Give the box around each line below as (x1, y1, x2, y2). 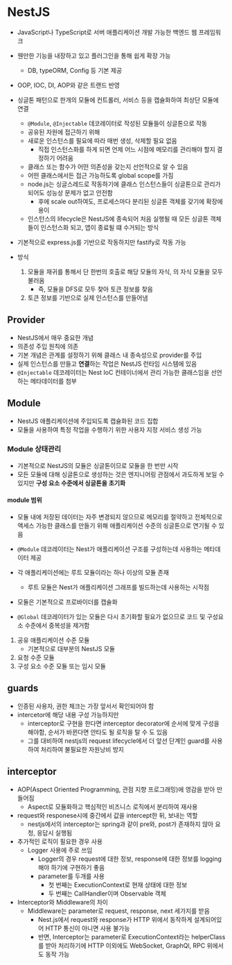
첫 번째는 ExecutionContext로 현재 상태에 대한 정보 (48, 880, 188, 889)
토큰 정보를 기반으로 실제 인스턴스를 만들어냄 (27, 293, 148, 302)
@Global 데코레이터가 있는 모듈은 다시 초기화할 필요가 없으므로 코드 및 (17, 612, 206, 621)
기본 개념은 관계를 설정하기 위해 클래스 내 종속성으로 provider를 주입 (17, 351, 202, 359)
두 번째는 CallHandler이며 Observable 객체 (48, 889, 166, 898)
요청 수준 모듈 (17, 653, 55, 662)
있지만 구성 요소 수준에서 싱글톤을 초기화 (17, 478, 126, 487)
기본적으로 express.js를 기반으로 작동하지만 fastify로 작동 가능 (17, 237, 187, 246)
